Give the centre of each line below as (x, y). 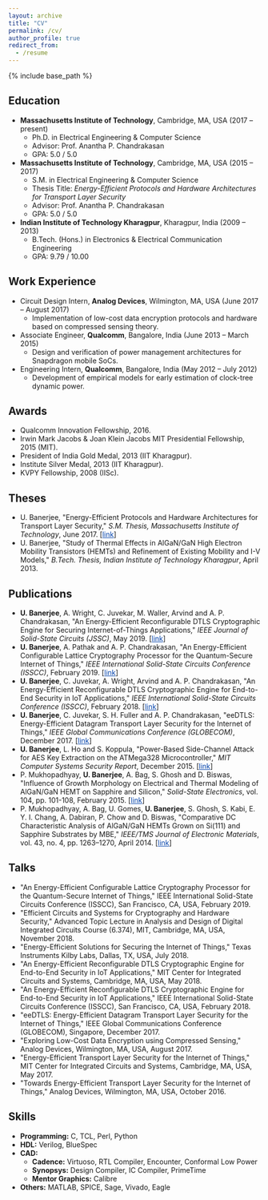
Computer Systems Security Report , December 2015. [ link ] (116, 767)
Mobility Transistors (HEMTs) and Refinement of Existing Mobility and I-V (140, 552)
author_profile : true (44, 38)
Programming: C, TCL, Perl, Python (79, 1136)
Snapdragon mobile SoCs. (75, 360)
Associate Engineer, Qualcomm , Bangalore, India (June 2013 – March (134, 335)
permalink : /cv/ (35, 30)
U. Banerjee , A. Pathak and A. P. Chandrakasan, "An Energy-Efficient (133, 647)
